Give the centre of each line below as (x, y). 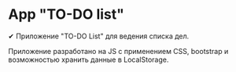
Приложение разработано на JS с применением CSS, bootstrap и (118, 51)
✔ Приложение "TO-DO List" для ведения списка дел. (99, 36)
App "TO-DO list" (66, 14)
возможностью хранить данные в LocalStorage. (88, 59)
